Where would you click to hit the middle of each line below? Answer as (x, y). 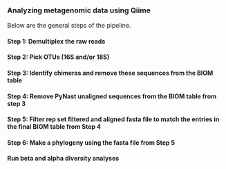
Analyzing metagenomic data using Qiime (79, 10)
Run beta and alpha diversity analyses (63, 159)
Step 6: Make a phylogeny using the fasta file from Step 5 (91, 142)
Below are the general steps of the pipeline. (69, 26)
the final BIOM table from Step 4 (54, 127)
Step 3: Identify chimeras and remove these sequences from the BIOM (110, 73)
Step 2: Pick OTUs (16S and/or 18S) (58, 57)
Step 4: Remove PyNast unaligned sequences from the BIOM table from (112, 96)
